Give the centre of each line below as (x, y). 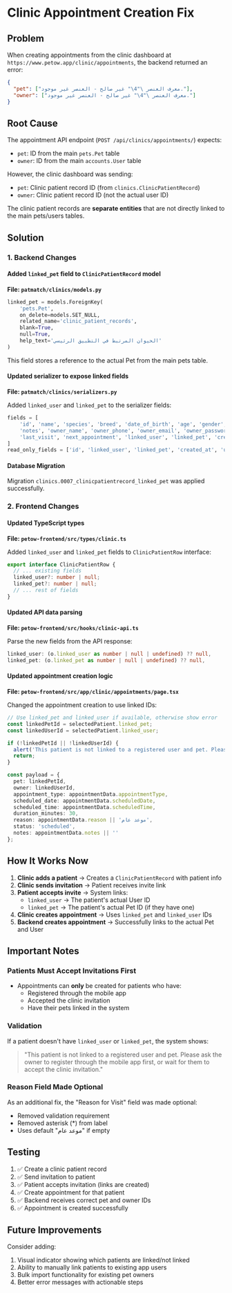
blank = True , (37, 328)
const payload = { (33, 775)
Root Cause (33, 123)
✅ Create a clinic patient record (62, 1169)
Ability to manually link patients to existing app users (92, 1267)
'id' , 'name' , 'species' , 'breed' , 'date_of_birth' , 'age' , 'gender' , (123, 424)
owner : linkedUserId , (45, 788)
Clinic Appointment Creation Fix (101, 13)
